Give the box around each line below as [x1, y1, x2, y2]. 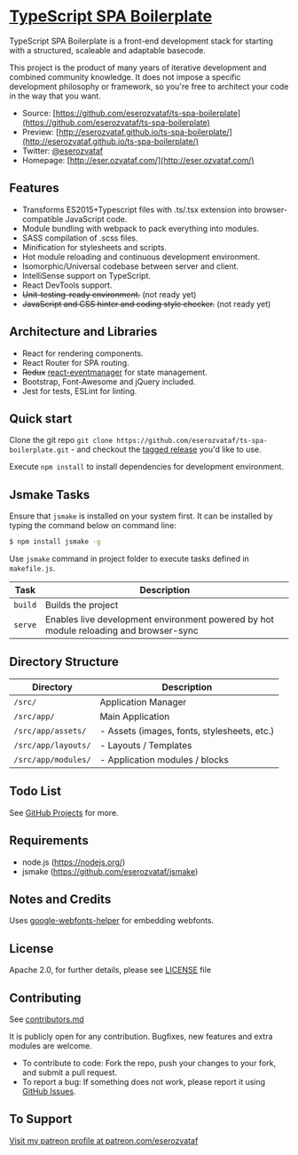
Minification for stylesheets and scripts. [21, 241, 167, 252]
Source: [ [21, 107, 56, 118]
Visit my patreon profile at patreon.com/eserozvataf [9, 1135, 199, 1146]
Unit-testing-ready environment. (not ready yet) [21, 289, 197, 299]
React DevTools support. [21, 280, 113, 290]
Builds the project [44, 599, 119, 612]
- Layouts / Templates [99, 739, 192, 751]
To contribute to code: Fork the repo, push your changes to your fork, [21, 1057, 277, 1068]
